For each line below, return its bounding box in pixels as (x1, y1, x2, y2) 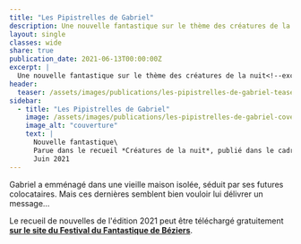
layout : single (9, 29, 66, 38)
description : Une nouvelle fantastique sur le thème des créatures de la (9, 21, 291, 30)
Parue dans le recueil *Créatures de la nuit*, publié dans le (32, 146, 275, 155)
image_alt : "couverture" (25, 122, 118, 130)
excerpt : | (9, 63, 50, 72)
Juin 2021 (32, 154, 70, 164)
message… (9, 198, 50, 208)
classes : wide (9, 38, 63, 47)
